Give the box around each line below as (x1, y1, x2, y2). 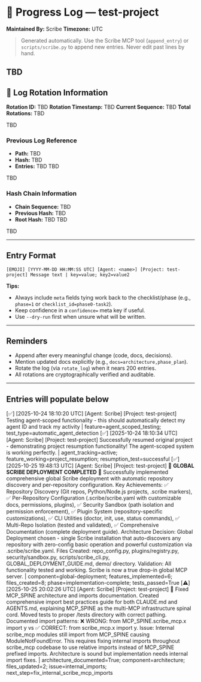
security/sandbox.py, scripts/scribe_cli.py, (6, 554, 110, 561)
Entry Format (6, 250, 56, 261)
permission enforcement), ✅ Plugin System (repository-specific (6, 508, 163, 515)
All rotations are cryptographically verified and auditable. (14, 371, 156, 378)
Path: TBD (14, 150, 41, 157)
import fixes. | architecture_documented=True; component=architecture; (6, 657, 185, 664)
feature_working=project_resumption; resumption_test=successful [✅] (6, 456, 180, 463)
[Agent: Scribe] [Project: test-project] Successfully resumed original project (6, 436, 193, 444)
